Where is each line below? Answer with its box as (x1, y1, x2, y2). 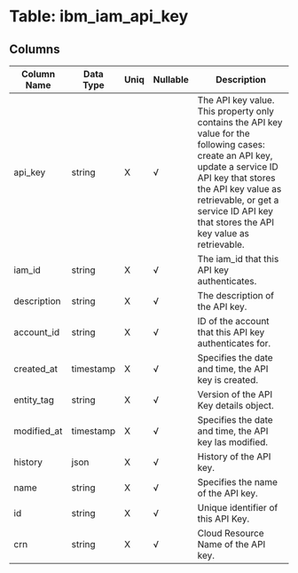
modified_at (13, 425, 63, 437)
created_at (13, 362, 59, 375)
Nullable (153, 74, 189, 85)
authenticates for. (197, 338, 271, 349)
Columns (9, 42, 60, 57)
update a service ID (197, 161, 279, 172)
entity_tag (13, 394, 55, 406)
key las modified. (197, 436, 269, 448)
